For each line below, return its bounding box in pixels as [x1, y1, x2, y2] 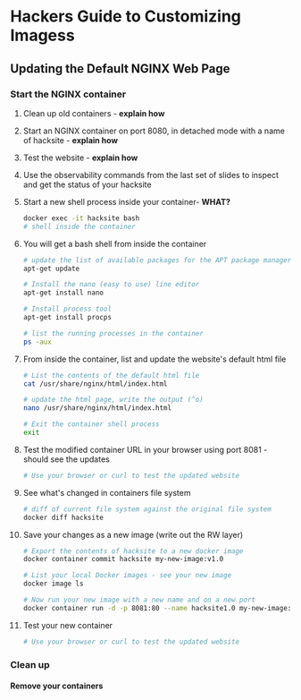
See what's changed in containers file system [22, 487, 191, 498]
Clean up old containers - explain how [22, 107, 165, 118]
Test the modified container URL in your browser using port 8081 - [22, 444, 268, 455]
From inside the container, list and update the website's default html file [22, 354, 287, 364]
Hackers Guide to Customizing [10, 6, 242, 27]
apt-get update [22, 264, 80, 273]
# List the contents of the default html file [22, 371, 200, 380]
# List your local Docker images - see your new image [22, 571, 232, 580]
